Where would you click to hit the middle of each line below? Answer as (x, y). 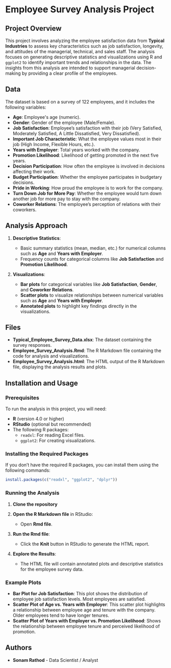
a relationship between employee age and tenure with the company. (84, 610)
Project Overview (33, 28)
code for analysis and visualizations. (51, 356)
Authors (19, 648)
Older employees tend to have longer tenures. (61, 615)
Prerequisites (22, 398)
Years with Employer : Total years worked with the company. (76, 150)
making (13, 73)
